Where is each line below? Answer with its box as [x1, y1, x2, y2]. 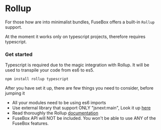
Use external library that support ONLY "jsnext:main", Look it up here [12, 105, 151, 111]
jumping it [5, 91, 25, 96]
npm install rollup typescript [5, 76, 69, 82]
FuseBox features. [12, 120, 49, 127]
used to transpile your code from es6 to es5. [5, 67, 94, 73]
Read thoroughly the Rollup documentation [12, 110, 99, 116]
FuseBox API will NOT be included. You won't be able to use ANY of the [12, 115, 156, 121]
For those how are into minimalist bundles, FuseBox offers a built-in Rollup [5, 19, 155, 25]
